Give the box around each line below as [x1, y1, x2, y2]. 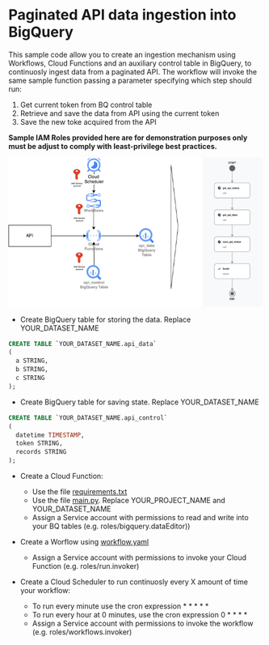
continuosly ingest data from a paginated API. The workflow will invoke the [8, 66, 257, 76]
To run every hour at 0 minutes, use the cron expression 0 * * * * [32, 610, 248, 620]
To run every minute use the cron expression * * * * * [32, 601, 209, 611]
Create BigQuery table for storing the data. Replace [19, 314, 191, 324]
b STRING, [15, 365, 48, 374]
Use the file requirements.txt [32, 487, 128, 497]
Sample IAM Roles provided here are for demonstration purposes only [8, 132, 248, 143]
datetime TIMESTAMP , [15, 431, 85, 439]
